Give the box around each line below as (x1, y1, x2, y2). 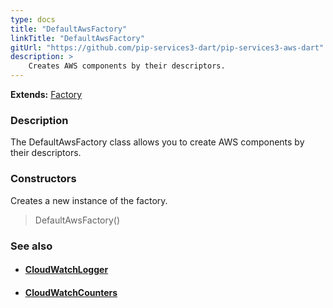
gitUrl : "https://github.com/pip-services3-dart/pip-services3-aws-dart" (10, 42, 325, 53)
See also (10, 239, 53, 253)
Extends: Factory (10, 89, 83, 100)
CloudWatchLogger (24, 264, 109, 276)
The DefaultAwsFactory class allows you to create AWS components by (10, 136, 305, 148)
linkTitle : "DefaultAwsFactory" (10, 33, 145, 43)
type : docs (10, 14, 56, 25)
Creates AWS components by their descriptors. (28, 61, 226, 71)
